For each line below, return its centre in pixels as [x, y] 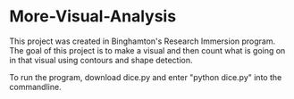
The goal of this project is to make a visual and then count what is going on [147, 50]
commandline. [35, 87]
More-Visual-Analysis [93, 16]
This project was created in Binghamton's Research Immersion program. [142, 41]
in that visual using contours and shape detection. [101, 60]
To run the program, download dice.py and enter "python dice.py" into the [146, 77]
